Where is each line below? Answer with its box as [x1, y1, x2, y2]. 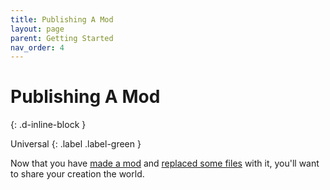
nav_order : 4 [10, 42, 65, 53]
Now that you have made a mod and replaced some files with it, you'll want [10, 157, 320, 170]
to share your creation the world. [10, 168, 145, 180]
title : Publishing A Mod [10, 14, 114, 25]
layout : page [10, 24, 65, 34]
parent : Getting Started [10, 33, 114, 43]
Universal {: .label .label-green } [10, 138, 142, 150]
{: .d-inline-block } [10, 119, 87, 131]
